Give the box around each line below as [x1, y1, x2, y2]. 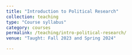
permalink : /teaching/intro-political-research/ [6, 30, 127, 36]
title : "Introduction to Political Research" [6, 8, 119, 14]
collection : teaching [6, 14, 59, 20]
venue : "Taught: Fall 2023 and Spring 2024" [6, 35, 116, 41]
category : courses [6, 24, 51, 31]
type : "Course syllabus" [6, 19, 67, 25]
